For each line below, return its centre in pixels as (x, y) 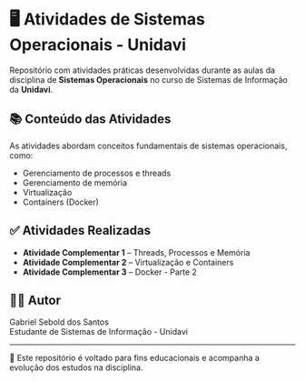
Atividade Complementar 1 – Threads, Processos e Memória (136, 252)
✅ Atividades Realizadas (80, 231)
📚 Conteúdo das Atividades (90, 120)
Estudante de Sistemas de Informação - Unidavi (99, 332)
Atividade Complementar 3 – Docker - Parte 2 (110, 272)
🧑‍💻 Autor (35, 300)
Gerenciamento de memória (75, 182)
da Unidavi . (31, 89)
